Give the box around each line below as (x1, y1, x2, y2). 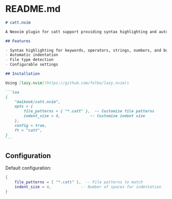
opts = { (14, 104, 33, 109)
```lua (5, 90, 19, 95)
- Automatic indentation (5, 52, 58, 58)
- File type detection (5, 57, 54, 62)
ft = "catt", (14, 127, 42, 133)
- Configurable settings (5, 62, 58, 67)
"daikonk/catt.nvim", (14, 99, 60, 104)
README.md (5, 3, 61, 15)
